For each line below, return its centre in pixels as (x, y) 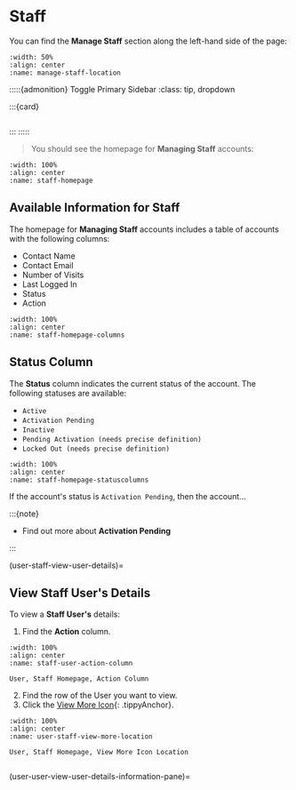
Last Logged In (49, 284)
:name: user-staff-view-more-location (81, 737)
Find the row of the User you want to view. (100, 696)
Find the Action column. (66, 632)
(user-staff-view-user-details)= (67, 565)
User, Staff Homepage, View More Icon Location (99, 753)
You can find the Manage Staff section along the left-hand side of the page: (148, 41)
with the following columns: (60, 238)
